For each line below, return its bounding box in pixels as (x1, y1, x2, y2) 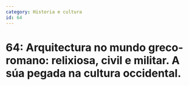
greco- (148, 41, 184, 55)
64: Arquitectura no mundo (5, 41, 146, 55)
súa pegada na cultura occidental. (5, 66, 182, 80)
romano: (5, 53, 49, 67)
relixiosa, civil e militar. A (51, 53, 180, 67)
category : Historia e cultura (5, 8, 83, 15)
